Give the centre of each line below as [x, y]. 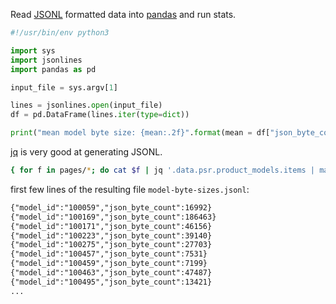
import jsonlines [46, 60]
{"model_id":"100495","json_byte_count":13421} [111, 282]
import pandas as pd [53, 69]
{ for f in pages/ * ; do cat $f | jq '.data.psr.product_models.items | [163, 170]
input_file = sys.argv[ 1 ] [64, 87]
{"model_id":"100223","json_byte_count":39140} [111, 235]
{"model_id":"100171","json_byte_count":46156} [111, 226]
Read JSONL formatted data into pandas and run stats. [123, 14]
